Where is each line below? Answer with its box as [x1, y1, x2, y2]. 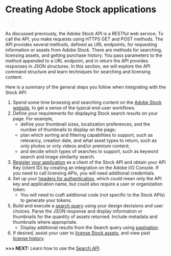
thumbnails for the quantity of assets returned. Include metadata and [12, 214, 158, 220]
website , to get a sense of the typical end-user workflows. [12, 104, 136, 111]
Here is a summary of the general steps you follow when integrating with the [5, 83, 166, 90]
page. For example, [12, 115, 54, 121]
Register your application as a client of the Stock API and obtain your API [12, 159, 166, 165]
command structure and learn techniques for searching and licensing [5, 68, 151, 75]
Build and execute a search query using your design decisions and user [12, 202, 163, 208]
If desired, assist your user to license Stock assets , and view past [12, 229, 151, 236]
